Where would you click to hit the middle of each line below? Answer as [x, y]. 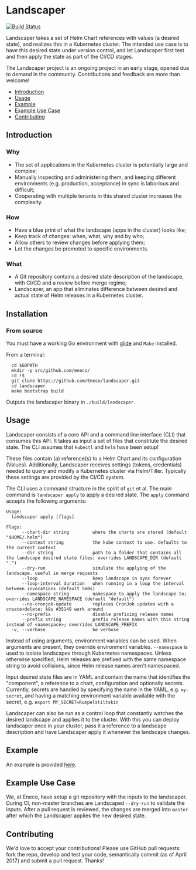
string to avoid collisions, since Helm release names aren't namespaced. [93, 665]
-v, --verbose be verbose [65, 629]
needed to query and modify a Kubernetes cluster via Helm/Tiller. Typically [96, 470]
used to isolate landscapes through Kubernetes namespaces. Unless [89, 653]
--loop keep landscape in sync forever [96, 578]
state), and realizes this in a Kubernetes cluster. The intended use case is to [97, 44]
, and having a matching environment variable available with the [98, 695]
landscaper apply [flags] [43, 517]
